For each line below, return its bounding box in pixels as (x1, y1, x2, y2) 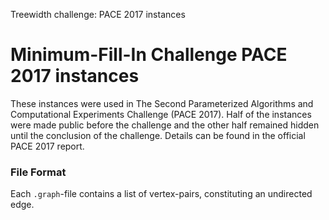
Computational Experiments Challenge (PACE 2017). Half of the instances (10, 108, 312, 120)
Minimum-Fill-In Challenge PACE (10, 44, 288, 66)
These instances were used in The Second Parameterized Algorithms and (10, 97, 314, 109)
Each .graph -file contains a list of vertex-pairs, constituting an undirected (10, 188, 313, 200)
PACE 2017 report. (10, 140, 85, 152)
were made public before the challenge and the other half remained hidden (10, 119, 320, 131)
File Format (10, 165, 67, 179)
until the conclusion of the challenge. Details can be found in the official (10, 129, 306, 141)
